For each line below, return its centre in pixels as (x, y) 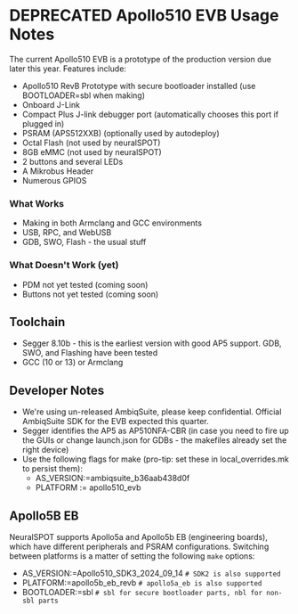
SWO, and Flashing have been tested (90, 353)
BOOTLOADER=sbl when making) (83, 95)
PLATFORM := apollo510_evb (88, 487)
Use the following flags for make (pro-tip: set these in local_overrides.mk (155, 459)
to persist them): (52, 469)
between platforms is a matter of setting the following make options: (132, 556)
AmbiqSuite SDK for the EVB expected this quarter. (115, 422)
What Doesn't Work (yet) (64, 266)
